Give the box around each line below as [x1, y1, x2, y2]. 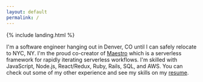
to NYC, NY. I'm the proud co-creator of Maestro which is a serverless [6, 49, 182, 56]
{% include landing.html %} [6, 31, 75, 38]
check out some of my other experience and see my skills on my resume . [6, 69, 189, 76]
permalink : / [6, 15, 39, 21]
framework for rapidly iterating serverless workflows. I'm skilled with [6, 56, 178, 63]
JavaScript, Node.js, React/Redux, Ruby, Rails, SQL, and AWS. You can [6, 62, 183, 70]
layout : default [6, 9, 47, 15]
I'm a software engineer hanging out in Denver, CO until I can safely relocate [6, 43, 197, 50]
